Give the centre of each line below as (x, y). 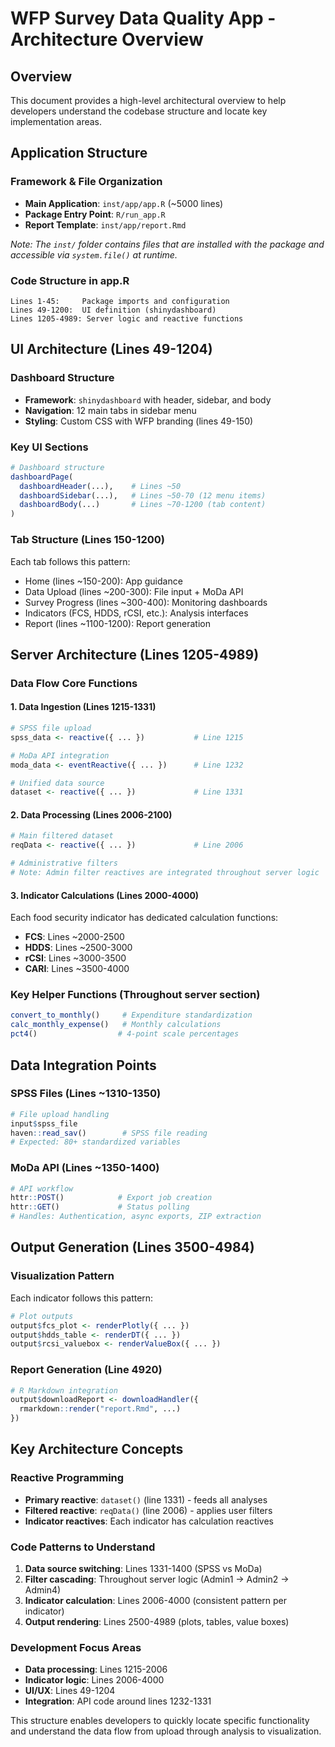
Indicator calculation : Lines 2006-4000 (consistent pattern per (156, 1601)
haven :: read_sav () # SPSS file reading (109, 1133)
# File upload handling (60, 1114)
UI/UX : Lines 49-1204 (70, 1691)
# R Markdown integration (64, 1390)
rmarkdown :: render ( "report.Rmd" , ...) (100, 1409)
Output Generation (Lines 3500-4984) (132, 1247)
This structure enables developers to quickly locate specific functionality (160, 1721)
